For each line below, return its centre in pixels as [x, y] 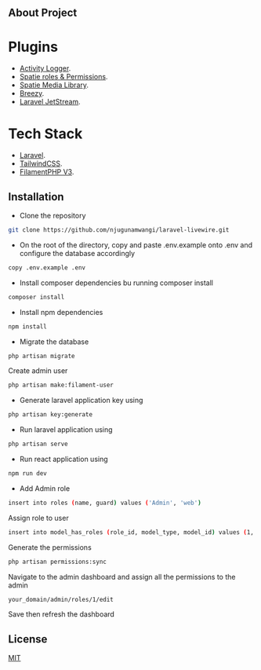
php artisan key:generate [50, 415]
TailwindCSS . [41, 163]
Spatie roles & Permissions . [63, 77]
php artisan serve [38, 444]
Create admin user [38, 371]
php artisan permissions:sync [58, 562]
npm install [27, 326]
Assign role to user [38, 518]
